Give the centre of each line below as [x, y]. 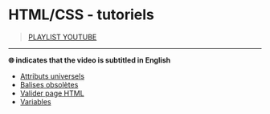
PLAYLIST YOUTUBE [62, 37]
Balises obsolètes [49, 84]
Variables [35, 101]
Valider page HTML [52, 93]
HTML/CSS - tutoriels [82, 15]
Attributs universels [52, 76]
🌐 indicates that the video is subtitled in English [90, 60]
